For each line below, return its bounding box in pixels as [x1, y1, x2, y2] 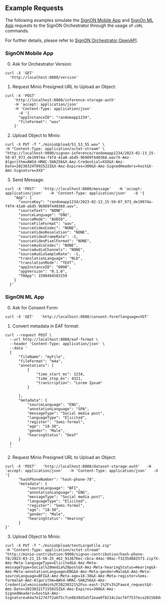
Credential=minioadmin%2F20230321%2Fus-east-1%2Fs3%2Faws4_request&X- [5, 582, 154, 588]
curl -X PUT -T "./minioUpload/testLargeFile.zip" [5, 543, 112, 548]
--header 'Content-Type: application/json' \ [9, 341, 105, 347]
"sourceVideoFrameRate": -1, [18, 234, 79, 239]
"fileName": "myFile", [18, 355, 65, 360]
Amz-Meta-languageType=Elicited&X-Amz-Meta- [5, 561, 98, 566]
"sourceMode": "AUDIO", [18, 217, 68, 222]
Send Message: [12, 177, 44, 183]
